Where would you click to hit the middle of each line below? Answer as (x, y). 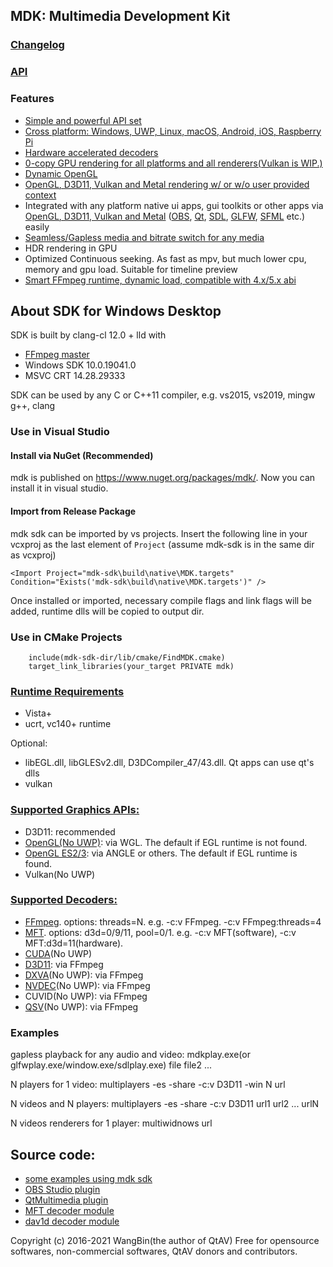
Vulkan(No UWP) (60, 874)
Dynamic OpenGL (61, 173)
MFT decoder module (69, 1210)
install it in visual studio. (59, 488)
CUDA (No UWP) (58, 953)
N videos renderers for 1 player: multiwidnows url (111, 1123)
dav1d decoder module (72, 1221)
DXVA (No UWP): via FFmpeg (84, 975)
